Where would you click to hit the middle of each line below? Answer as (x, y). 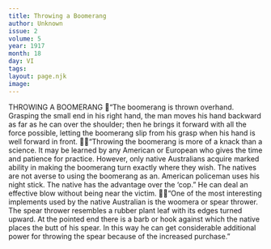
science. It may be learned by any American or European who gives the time (135, 150)
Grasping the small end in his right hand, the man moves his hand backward (135, 115)
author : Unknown (36, 24)
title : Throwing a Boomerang (57, 16)
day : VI (21, 62)
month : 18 (25, 54)
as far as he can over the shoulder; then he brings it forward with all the (127, 124)
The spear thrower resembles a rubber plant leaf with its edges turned (125, 210)
